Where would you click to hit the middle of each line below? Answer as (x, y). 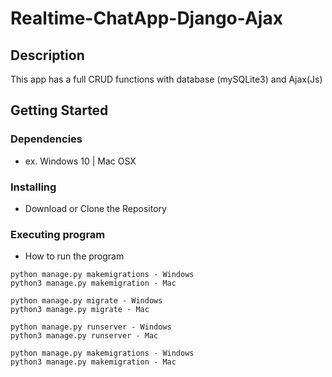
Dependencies (46, 139)
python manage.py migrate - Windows (86, 301)
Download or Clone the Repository (95, 208)
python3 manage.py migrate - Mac (80, 310)
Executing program (58, 234)
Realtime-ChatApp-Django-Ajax (146, 18)
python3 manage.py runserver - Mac (84, 336)
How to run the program (74, 256)
